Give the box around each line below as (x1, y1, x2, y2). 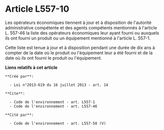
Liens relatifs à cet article (5, 65, 58, 70)
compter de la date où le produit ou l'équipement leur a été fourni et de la (5, 50, 153, 56)
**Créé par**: (5, 74, 34, 79)
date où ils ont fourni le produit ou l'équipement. (5, 55, 102, 61)
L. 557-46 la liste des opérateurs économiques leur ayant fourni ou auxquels (5, 30, 159, 36)
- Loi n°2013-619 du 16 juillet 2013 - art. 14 (9, 82, 109, 87)
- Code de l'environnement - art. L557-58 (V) (9, 121, 106, 126)
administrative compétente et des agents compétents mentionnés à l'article (5, 24, 158, 30)
